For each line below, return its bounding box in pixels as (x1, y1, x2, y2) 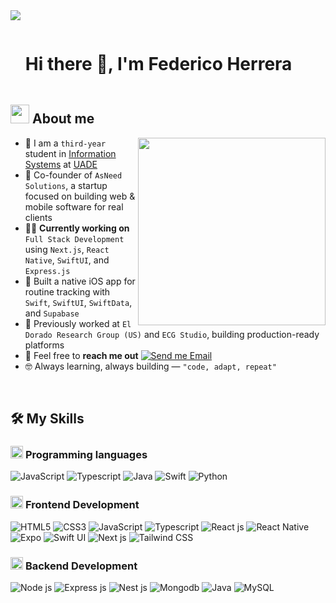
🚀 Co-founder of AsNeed (24, 169, 123, 181)
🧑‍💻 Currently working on (24, 222, 130, 234)
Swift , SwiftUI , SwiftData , (24, 296, 133, 308)
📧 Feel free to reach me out (24, 349, 139, 361)
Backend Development (24, 559, 138, 573)
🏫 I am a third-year (24, 137, 107, 149)
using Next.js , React (24, 243, 110, 255)
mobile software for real (24, 200, 124, 213)
